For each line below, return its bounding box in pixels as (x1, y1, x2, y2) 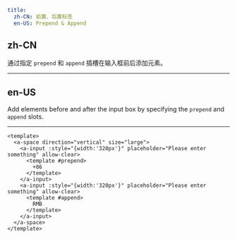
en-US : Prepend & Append (13, 20, 87, 27)
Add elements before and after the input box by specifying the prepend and (7, 105, 224, 114)
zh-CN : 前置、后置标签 (13, 13, 73, 20)
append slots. (7, 113, 44, 121)
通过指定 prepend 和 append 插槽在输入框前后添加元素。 (7, 59, 167, 67)
